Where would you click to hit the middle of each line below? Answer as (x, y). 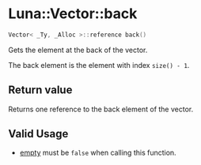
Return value (40, 90)
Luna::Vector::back (73, 14)
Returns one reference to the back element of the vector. (101, 109)
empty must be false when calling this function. (98, 153)
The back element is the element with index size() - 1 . (99, 65)
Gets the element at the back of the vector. (78, 50)
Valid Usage (38, 134)
